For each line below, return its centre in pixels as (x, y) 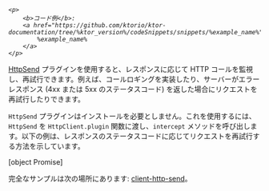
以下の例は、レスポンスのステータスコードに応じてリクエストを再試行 (137, 136)
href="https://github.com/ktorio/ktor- (100, 26)
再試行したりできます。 (47, 99)
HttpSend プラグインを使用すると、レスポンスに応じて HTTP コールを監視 (131, 69)
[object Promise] (36, 162)
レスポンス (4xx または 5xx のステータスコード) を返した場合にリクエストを (133, 89)
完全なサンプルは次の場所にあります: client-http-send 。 (100, 179)
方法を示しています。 (50, 146)
